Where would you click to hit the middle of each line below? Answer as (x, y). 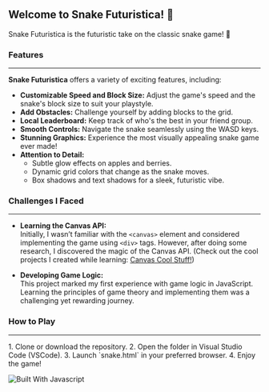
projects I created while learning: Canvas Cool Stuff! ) (107, 260)
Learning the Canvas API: (63, 226)
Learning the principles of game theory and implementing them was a (134, 292)
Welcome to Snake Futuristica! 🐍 (91, 15)
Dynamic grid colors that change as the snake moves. (120, 172)
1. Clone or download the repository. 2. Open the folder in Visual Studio (125, 346)
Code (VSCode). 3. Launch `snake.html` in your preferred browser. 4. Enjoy (132, 355)
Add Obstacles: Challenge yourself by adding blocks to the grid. (126, 112)
